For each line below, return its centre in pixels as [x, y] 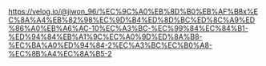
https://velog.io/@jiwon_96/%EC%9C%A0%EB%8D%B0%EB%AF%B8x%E [133, 12]
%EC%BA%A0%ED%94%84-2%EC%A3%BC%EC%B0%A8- [111, 45]
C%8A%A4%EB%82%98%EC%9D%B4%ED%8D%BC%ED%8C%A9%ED [132, 20]
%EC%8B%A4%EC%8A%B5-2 [60, 54]
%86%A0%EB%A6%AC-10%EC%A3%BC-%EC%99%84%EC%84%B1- [128, 28]
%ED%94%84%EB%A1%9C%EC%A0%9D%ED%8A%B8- [105, 37]
